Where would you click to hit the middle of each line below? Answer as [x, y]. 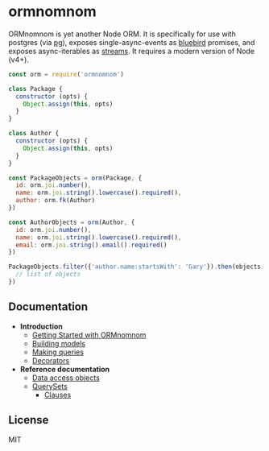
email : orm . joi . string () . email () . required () [91, 245]
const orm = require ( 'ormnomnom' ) [66, 74]
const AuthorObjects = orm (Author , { [72, 222]
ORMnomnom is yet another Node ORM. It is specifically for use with [122, 34]
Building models [59, 343]
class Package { [35, 89]
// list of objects [48, 275]
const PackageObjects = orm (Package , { [75, 178]
